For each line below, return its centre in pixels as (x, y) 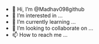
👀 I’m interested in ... (37, 15)
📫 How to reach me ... (40, 35)
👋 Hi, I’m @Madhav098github (48, 9)
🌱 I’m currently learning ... (44, 22)
